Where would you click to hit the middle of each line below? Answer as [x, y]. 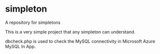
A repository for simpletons [33, 22]
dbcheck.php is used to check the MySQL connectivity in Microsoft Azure [80, 41]
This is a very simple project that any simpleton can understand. [70, 32]
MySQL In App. [20, 46]
